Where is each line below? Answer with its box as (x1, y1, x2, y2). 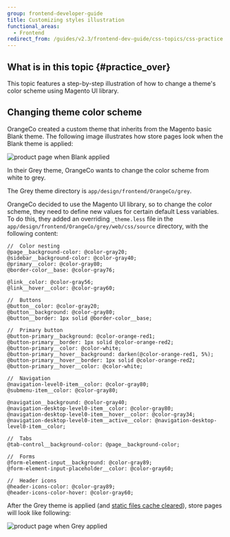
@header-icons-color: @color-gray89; (7, 483, 116, 490)
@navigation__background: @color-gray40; (7, 399, 128, 406)
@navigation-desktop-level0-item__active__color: (7, 417, 153, 424)
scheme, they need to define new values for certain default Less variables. (7, 207, 219, 215)
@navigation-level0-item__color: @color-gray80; (7, 381, 149, 388)
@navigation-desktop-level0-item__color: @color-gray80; (7, 405, 174, 412)
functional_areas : (7, 23, 60, 30)
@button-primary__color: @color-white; (7, 344, 122, 351)
